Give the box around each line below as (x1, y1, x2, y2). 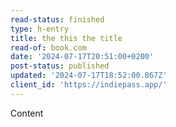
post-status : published (10, 61, 110, 71)
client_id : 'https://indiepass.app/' (10, 80, 168, 90)
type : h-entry (10, 24, 70, 34)
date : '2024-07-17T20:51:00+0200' (10, 52, 155, 62)
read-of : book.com (10, 42, 87, 53)
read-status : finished (10, 14, 105, 25)
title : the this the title (10, 33, 123, 43)
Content (10, 107, 44, 119)
